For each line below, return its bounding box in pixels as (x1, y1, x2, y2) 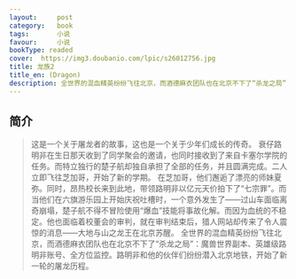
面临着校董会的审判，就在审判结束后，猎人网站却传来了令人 (61, 216, 280, 227)
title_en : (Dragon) (9, 71, 82, 80)
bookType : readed (9, 46, 74, 55)
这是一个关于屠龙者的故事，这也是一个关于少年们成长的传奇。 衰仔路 (30, 139, 282, 150)
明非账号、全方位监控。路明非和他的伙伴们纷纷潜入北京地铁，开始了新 (30, 250, 288, 260)
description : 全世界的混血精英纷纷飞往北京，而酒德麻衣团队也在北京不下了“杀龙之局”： (9, 79, 293, 88)
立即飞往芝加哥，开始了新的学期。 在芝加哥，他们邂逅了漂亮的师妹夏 (30, 172, 282, 182)
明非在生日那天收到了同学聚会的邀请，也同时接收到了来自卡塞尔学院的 (30, 150, 288, 160)
